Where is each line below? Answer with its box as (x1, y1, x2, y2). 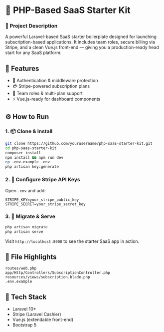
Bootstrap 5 (12, 322, 37, 328)
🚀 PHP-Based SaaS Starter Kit (5, 5, 131, 16)
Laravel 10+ (12, 306, 36, 312)
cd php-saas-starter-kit (5, 145, 57, 151)
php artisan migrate (5, 224, 48, 229)
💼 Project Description (5, 23, 58, 30)
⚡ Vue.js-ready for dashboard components (12, 96, 101, 102)
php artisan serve (5, 229, 43, 234)
